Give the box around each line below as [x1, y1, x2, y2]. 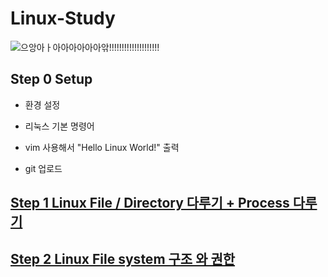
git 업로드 [24, 162, 63, 174]
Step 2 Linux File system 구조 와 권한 [10, 250, 236, 267]
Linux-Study [10, 7, 116, 30]
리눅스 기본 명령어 [24, 120, 95, 132]
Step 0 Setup [10, 71, 93, 88]
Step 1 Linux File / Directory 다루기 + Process [10, 195, 290, 212]
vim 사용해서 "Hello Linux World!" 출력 [24, 141, 180, 153]
